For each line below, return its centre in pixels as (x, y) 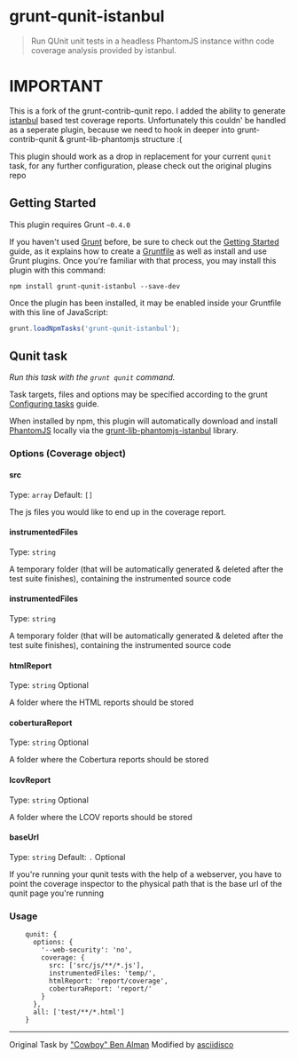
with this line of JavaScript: (59, 312)
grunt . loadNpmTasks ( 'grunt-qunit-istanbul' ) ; (94, 328)
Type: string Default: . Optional (67, 857)
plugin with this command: (58, 270)
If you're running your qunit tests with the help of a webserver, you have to (145, 874)
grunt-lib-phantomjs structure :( (124, 138)
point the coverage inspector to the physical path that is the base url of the (145, 883)
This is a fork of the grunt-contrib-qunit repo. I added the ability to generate (147, 111)
